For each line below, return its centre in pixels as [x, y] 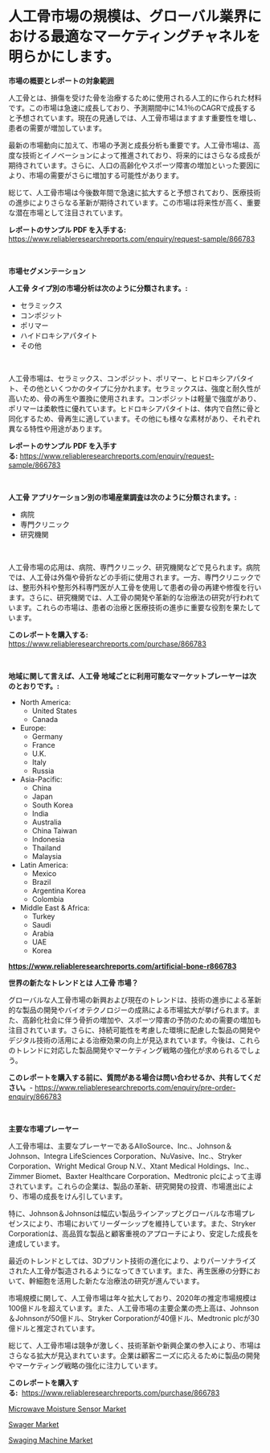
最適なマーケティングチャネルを [156, 37]
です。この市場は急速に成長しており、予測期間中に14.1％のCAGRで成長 [125, 108]
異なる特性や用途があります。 [57, 429]
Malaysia [47, 856]
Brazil [41, 882]
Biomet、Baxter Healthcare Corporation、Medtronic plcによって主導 [149, 1176]
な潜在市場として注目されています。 [67, 212]
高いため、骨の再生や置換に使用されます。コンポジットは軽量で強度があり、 [135, 398]
